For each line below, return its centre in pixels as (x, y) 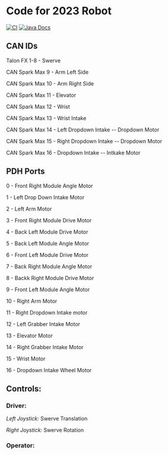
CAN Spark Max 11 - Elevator (41, 95)
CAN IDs (22, 46)
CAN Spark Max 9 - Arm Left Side (47, 72)
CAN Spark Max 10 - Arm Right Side (50, 83)
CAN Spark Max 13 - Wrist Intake (46, 118)
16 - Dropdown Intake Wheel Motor (49, 370)
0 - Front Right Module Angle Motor (50, 186)
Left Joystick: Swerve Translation (47, 419)
